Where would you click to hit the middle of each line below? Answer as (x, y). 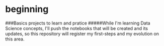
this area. (15, 39)
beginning (27, 9)
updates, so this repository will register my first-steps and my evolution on (82, 33)
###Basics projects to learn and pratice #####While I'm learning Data (78, 23)
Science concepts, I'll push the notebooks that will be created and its (77, 28)
